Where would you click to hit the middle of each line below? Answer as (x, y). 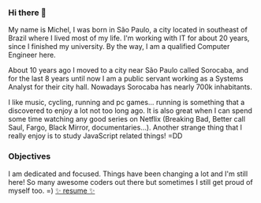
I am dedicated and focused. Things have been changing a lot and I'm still (128, 174)
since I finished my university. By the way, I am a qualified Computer (119, 47)
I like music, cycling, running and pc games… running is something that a (127, 103)
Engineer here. (32, 55)
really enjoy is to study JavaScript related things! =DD (95, 136)
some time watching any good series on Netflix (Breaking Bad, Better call (127, 119)
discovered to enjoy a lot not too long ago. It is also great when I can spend (130, 111)
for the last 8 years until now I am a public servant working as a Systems (126, 79)
